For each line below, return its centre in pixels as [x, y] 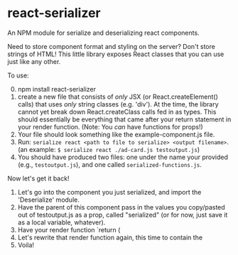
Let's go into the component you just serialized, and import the [109, 192]
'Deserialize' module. [48, 200]
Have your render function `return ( [69, 229]
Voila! [26, 245]
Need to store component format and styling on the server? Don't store [111, 46]
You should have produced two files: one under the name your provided [123, 157]
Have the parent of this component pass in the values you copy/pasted [121, 207]
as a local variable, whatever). [61, 222]
